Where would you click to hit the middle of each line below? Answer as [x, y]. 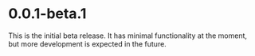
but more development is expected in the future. [88, 43]
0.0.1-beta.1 [47, 14]
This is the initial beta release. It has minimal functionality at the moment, [128, 35]
